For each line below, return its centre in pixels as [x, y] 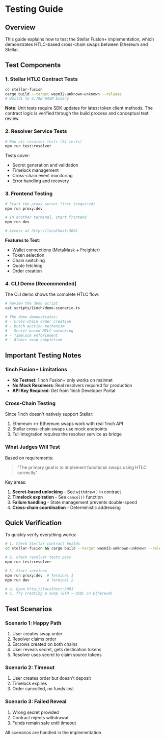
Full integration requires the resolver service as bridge [67, 434]
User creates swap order [37, 633]
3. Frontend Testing [29, 194]
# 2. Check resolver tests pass [38, 557]
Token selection [28, 255]
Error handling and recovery [41, 181]
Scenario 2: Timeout [30, 667]
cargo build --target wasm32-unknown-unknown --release [63, 94]
